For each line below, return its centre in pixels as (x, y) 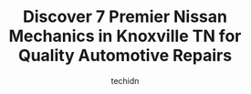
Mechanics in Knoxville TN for (125, 36)
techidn (125, 80)
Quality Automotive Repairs (125, 56)
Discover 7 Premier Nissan (125, 17)
